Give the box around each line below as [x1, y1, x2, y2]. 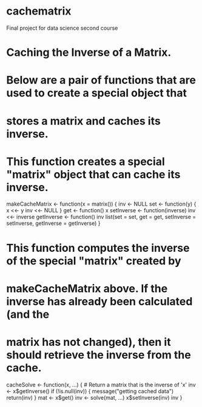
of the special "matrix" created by [6, 254, 181, 267]
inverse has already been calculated [6, 294, 193, 308]
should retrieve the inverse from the [6, 348, 191, 362]
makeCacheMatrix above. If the [6, 281, 168, 295]
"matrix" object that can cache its [6, 167, 181, 181]
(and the [6, 308, 50, 321]
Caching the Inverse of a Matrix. [6, 45, 172, 59]
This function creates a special [6, 155, 165, 168]
